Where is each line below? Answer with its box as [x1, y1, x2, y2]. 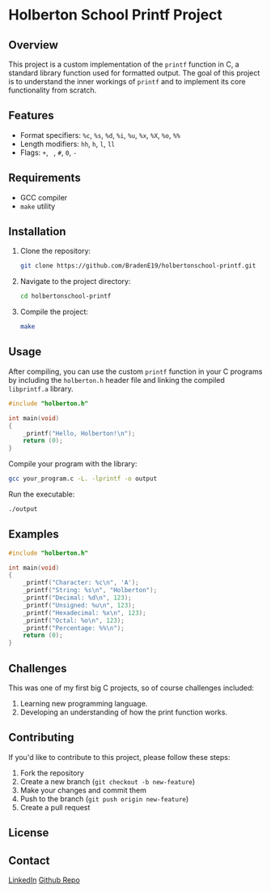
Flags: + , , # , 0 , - [19, 148, 78, 157]
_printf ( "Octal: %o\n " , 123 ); [23, 616, 125, 625]
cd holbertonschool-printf [19, 292, 112, 301]
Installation [8, 225, 66, 238]
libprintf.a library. [8, 384, 74, 393]
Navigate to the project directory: [19, 277, 131, 286]
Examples [8, 527, 59, 541]
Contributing [8, 731, 74, 745]
